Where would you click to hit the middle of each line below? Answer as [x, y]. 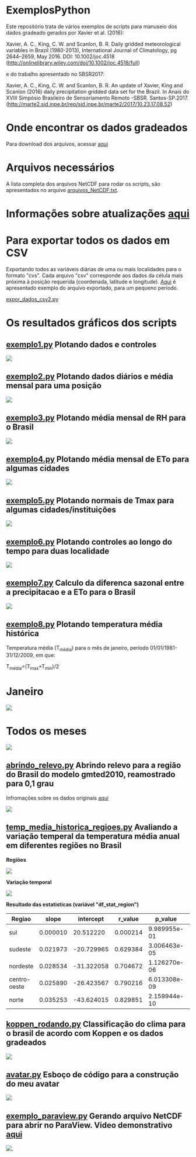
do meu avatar [33, 1083]
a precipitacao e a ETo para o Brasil [71, 592]
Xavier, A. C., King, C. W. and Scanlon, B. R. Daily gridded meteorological [93, 44]
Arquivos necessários [60, 168]
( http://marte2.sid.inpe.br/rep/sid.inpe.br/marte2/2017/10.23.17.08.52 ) [89, 104]
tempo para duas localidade [58, 551]
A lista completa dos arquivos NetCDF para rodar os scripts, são [83, 184]
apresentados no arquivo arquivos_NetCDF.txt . [62, 190]
